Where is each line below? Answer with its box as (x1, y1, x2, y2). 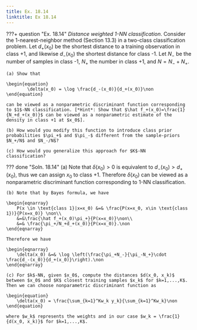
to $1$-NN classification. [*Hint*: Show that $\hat (6, 106, 138, 112)
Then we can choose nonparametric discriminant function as (6, 283, 157, 289)
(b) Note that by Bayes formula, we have (6, 190, 109, 196)
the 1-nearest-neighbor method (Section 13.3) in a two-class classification (6, 36, 185, 44)
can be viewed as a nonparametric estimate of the (45, 112, 172, 118)
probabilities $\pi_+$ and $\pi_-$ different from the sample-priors (6, 132, 181, 138)
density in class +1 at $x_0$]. (6, 117, 85, 123)
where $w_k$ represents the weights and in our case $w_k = (6, 314, 157, 319)
